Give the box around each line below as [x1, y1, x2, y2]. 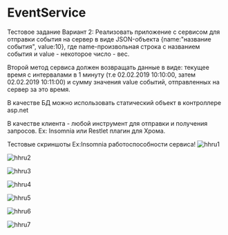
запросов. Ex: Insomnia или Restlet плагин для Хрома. [7, 126, 166, 135]
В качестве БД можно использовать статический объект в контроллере [7, 98, 222, 106]
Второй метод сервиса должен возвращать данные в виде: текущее [7, 63, 209, 71]
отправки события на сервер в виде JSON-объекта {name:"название [7, 35, 212, 43]
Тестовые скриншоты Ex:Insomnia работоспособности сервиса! [7, 140, 196, 148]
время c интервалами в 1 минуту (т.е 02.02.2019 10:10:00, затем [7, 70, 196, 79]
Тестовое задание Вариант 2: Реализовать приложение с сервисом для [7, 28, 220, 36]
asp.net [7, 106, 29, 114]
